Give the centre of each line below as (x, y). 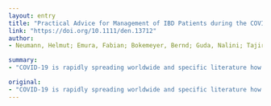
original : (25, 82)
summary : (23, 60)
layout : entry (32, 16)
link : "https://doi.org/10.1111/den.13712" (83, 31)
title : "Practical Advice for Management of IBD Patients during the (128, 23)
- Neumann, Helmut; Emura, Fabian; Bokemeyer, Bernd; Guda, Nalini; (126, 46)
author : (21, 38)
